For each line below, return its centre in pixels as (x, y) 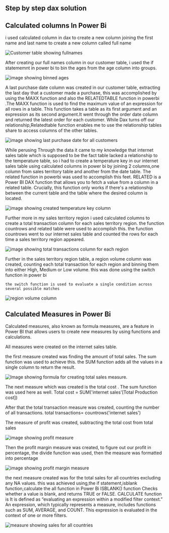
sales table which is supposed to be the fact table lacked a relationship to (81, 156)
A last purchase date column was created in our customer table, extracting (83, 87)
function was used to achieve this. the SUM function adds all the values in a (84, 362)
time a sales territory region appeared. (45, 239)
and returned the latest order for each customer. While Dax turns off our (80, 120)
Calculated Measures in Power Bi (58, 314)
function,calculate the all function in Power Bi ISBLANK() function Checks (81, 489)
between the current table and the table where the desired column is (76, 193)
